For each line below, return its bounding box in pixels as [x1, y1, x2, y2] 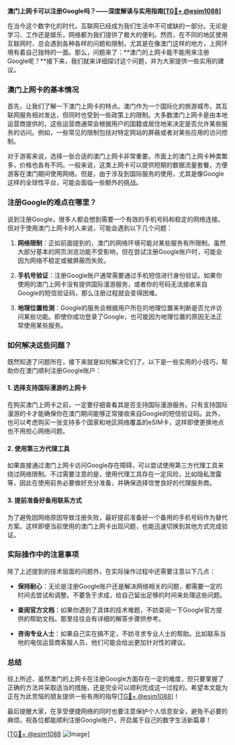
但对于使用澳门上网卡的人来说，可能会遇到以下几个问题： [7, 224, 173, 232]
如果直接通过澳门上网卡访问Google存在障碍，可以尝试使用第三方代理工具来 [7, 461, 225, 469]
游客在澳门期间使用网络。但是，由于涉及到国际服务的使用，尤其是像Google [7, 170, 225, 178]
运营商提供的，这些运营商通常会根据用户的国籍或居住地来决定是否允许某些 [7, 119, 222, 128]
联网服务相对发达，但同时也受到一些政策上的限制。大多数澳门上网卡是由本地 [7, 111, 228, 119]
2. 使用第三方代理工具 [7, 444, 70, 452]
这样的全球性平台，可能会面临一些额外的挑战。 [7, 178, 142, 187]
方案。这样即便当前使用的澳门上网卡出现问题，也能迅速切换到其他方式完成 [7, 522, 222, 530]
